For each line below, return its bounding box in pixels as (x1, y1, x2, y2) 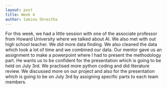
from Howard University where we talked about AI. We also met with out (5, 36, 156, 42)
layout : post (5, 7, 33, 13)
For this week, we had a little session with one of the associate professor (5, 31, 157, 37)
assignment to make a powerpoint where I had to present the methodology (5, 52, 161, 58)
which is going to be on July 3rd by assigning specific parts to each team (5, 74, 159, 80)
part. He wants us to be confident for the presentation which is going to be (5, 58, 161, 64)
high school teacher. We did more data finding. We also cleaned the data (5, 41, 157, 48)
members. (5, 79, 27, 85)
